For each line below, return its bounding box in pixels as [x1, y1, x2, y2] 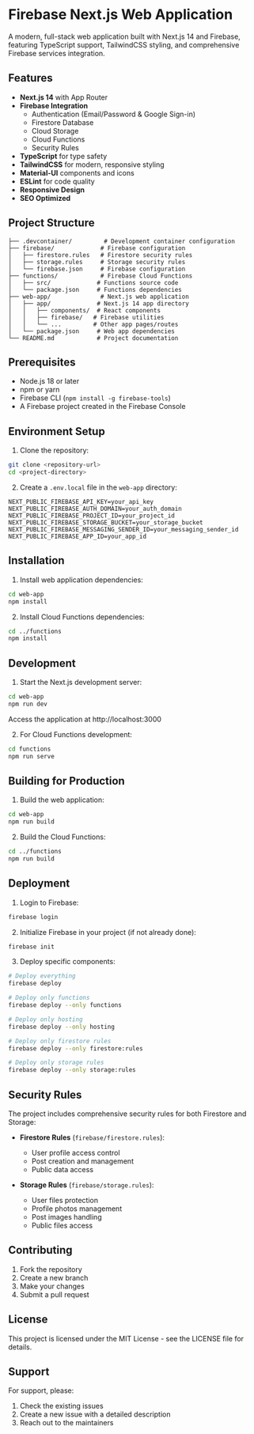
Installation [8, 554, 65, 567]
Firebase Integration [19, 100, 89, 110]
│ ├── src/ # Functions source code [8, 278, 179, 286]
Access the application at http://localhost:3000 [8, 714, 162, 724]
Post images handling [31, 1213, 102, 1221]
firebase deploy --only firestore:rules [8, 1044, 144, 1053]
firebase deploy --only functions [8, 1001, 123, 1009]
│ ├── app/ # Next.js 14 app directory [8, 299, 190, 308]
